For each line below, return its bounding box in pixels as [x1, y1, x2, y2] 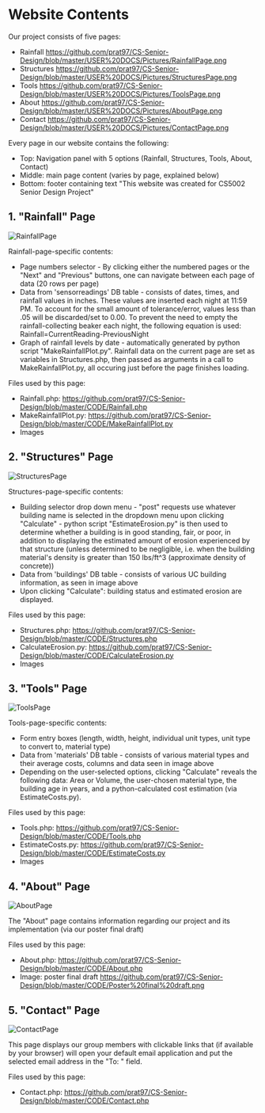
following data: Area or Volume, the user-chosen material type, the [19, 776, 237, 785]
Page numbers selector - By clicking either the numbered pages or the [19, 261, 250, 271]
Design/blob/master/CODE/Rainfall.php [19, 402, 148, 411]
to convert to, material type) [19, 742, 111, 752]
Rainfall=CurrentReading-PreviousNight [19, 329, 149, 338]
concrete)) [19, 561, 55, 570]
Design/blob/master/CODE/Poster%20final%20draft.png [19, 981, 205, 990]
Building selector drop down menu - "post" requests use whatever [19, 501, 237, 512]
